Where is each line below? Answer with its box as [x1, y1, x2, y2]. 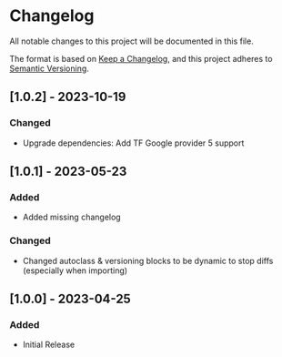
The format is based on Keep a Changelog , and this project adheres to [9, 53, 273, 64]
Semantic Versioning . [9, 63, 89, 74]
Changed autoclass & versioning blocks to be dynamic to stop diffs [22, 255, 274, 266]
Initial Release [22, 339, 76, 351]
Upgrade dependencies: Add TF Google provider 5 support [22, 138, 245, 148]
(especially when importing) [22, 265, 128, 276]
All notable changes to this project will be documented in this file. [9, 36, 255, 46]
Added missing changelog [22, 211, 121, 223]
